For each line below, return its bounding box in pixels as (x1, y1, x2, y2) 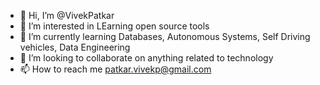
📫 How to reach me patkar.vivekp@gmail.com (19, 63, 212, 75)
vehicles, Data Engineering (19, 41, 131, 53)
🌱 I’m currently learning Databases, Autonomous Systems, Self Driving (19, 31, 311, 42)
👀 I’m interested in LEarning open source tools (19, 20, 210, 32)
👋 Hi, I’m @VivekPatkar (19, 10, 115, 21)
